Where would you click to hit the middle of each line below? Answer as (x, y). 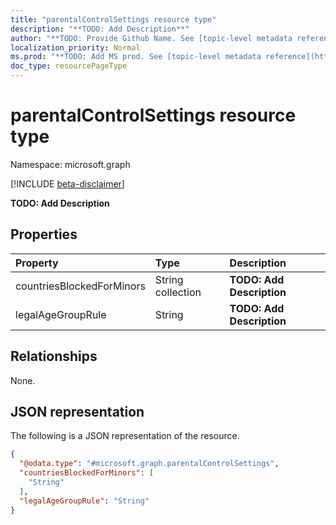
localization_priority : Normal (75, 47)
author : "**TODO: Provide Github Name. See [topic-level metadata (151, 38)
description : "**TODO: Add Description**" (100, 29)
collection (178, 292)
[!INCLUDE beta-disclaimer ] (67, 183)
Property (37, 263)
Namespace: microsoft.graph (70, 164)
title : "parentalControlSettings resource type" (113, 19)
